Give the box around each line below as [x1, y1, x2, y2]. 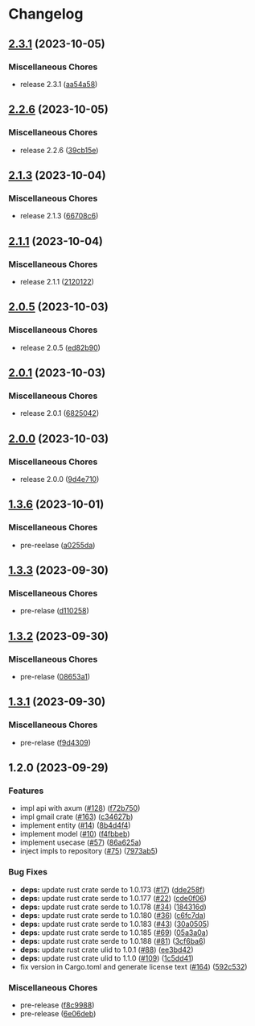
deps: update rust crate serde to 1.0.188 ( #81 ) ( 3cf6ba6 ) [19, 936, 207, 945]
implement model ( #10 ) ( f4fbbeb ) [19, 829, 130, 839]
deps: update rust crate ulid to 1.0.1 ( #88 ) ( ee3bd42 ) [19, 945, 194, 954]
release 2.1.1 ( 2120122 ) [19, 276, 95, 286]
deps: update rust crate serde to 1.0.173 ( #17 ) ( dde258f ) [19, 884, 205, 895]
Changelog [8, 5, 84, 23]
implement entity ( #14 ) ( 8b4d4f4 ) [19, 820, 131, 830]
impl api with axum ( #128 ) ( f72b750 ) [19, 804, 141, 813]
